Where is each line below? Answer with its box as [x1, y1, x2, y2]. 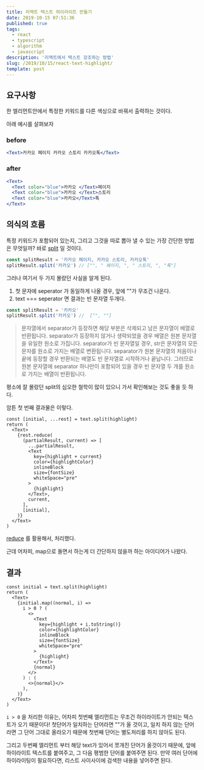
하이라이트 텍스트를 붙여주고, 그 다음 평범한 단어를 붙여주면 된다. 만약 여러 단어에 [6, 749, 198, 757]
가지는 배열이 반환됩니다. [27, 371, 87, 378]
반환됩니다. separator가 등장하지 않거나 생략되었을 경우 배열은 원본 [21, 332, 181, 339]
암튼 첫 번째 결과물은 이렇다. [6, 404, 73, 412]
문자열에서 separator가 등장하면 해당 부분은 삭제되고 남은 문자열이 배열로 [21, 325, 195, 332]
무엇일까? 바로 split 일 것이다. [12, 244, 83, 251]
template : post [6, 65, 45, 72]
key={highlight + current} [33, 454, 102, 460]
